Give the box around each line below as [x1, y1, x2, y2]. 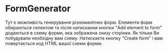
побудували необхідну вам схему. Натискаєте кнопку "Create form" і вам [5, 35, 163, 41]
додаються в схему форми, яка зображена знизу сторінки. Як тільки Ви [5, 30, 159, 36]
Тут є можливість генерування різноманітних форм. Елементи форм [5, 19, 152, 25]
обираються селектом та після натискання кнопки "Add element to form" [5, 24, 162, 30]
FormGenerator [5, 3, 71, 14]
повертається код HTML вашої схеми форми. [5, 40, 103, 46]
